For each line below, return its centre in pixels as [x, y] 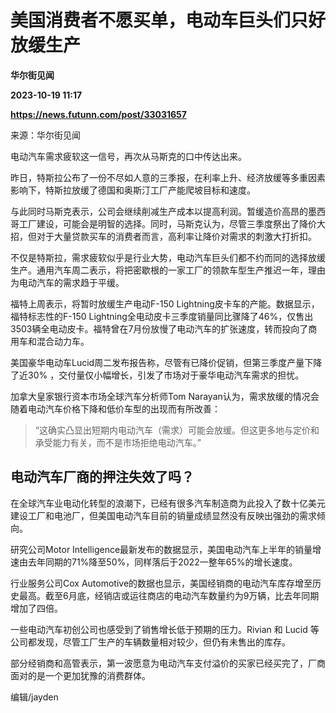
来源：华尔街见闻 [45, 135]
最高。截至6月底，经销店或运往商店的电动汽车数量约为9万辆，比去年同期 [169, 595]
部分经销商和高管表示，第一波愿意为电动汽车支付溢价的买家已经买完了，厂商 [168, 663]
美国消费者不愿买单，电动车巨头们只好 [168, 20]
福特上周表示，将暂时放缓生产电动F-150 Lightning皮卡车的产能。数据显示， [165, 303]
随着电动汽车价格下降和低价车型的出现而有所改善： [115, 408]
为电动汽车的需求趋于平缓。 [67, 282]
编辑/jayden [34, 697]
